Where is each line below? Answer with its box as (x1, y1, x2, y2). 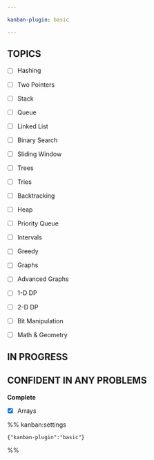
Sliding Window (17, 150, 62, 158)
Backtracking (17, 191, 55, 200)
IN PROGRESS (7, 351, 68, 363)
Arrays (17, 407, 37, 415)
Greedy (17, 247, 39, 255)
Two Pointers (17, 80, 55, 89)
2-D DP (17, 303, 39, 311)
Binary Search (17, 136, 58, 144)
